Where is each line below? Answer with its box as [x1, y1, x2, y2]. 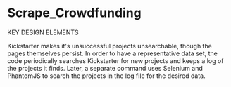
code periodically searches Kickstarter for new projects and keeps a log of [7, 56, 224, 65]
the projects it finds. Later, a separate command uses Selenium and [7, 64, 203, 72]
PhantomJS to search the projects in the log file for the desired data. [7, 72, 206, 80]
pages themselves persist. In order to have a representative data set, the [7, 49, 218, 58]
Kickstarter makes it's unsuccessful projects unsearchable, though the [7, 41, 213, 50]
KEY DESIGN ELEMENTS [7, 28, 79, 36]
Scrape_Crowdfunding [7, 5, 142, 21]
